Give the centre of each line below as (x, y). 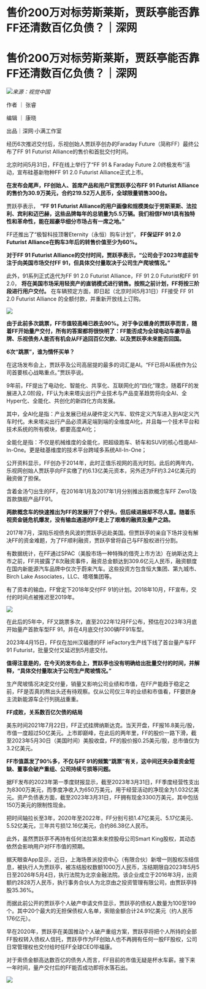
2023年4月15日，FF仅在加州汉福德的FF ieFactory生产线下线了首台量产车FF (101, 642)
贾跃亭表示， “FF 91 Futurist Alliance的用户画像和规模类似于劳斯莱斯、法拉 (102, 206)
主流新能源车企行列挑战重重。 (44, 699)
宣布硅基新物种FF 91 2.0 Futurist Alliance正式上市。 (82, 172)
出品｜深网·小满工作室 (34, 131)
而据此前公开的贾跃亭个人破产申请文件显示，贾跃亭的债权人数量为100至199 (101, 903)
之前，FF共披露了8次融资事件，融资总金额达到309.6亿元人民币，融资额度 (104, 561)
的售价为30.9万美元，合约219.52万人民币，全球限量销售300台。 (88, 193)
